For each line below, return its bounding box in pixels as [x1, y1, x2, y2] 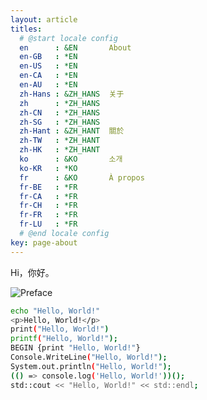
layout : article [10, 14, 78, 25]
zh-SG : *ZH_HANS [19, 117, 101, 127]
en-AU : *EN [19, 80, 78, 90]
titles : [10, 24, 43, 34]
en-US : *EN [19, 61, 78, 71]
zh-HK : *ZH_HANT [19, 145, 101, 155]
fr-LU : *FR [19, 219, 78, 230]
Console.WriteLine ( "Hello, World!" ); [10, 352, 168, 362]
